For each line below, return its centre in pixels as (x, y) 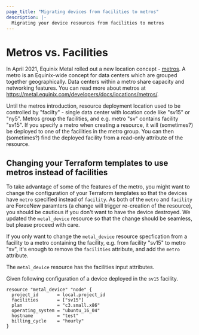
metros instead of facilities (57, 172)
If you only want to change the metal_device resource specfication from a (97, 236)
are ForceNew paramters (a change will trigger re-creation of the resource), (99, 206)
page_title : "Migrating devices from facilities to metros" (83, 12)
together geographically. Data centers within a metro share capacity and (95, 82)
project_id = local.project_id (59, 295)
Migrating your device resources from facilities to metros (88, 23)
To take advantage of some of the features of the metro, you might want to (98, 187)
